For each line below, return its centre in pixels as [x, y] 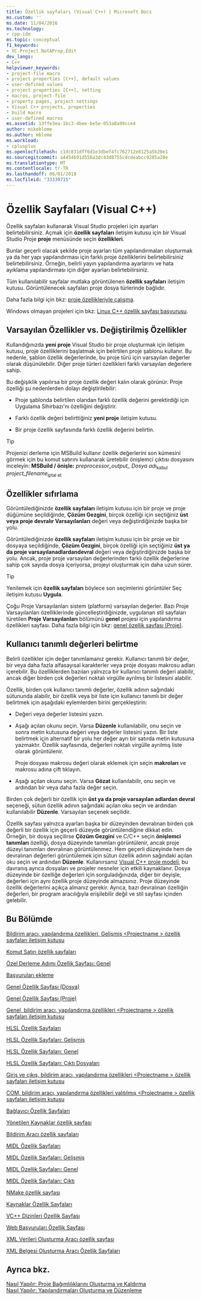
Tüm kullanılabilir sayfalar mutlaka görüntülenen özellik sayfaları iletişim [96, 281]
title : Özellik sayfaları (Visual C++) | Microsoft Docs [79, 12]
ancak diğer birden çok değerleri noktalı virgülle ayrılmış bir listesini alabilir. [99, 678]
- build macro [24, 113]
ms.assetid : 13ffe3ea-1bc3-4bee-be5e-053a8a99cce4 [71, 124]
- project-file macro [33, 73]
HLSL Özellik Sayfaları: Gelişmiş [46, 1039]
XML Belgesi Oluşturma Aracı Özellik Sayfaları [63, 1251]
